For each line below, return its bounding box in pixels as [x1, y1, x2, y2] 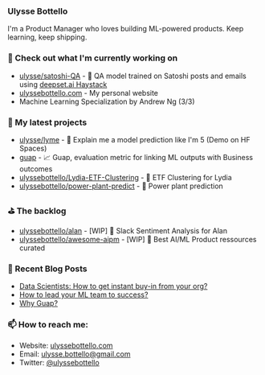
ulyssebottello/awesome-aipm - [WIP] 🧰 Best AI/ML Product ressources [18, 235, 257, 245]
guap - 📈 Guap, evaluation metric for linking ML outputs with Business [18, 152, 254, 162]
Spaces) [18, 143, 47, 153]
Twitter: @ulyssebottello [18, 357, 100, 367]
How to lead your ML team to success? [18, 290, 149, 299]
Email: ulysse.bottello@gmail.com [18, 348, 131, 359]
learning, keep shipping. [7, 32, 88, 42]
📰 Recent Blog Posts [7, 263, 88, 274]
